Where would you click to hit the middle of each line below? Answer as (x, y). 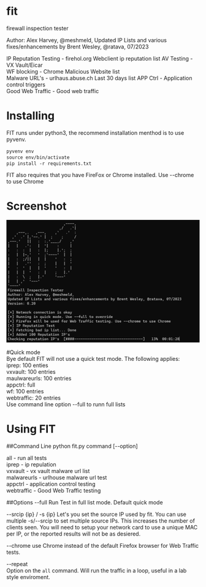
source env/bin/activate (38, 157)
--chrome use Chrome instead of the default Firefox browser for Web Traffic (103, 545)
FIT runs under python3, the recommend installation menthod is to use (95, 132)
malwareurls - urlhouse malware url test (57, 477)
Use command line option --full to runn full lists (66, 404)
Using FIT (31, 429)
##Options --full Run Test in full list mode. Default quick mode (85, 502)
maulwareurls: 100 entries (39, 378)
